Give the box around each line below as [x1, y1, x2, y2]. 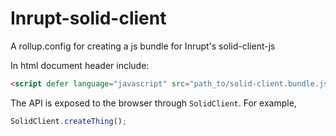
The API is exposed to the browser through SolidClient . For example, [10, 97, 297, 109]
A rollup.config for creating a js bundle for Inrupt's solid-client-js [10, 40, 276, 52]
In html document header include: [10, 59, 150, 71]
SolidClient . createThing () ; [10, 116, 128, 126]
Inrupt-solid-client [10, 7, 167, 30]
